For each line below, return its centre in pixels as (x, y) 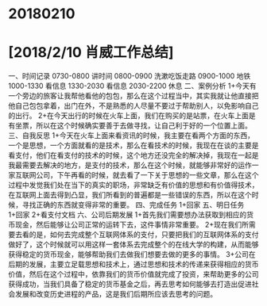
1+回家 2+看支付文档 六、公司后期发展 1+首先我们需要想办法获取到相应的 (128, 215)
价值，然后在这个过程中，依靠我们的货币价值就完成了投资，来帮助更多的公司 (133, 274)
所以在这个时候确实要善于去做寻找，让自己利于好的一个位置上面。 (143, 126)
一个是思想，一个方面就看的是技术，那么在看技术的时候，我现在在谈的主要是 (133, 145)
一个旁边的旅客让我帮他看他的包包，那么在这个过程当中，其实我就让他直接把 (133, 96)
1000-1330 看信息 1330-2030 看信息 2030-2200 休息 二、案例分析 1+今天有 (132, 86)
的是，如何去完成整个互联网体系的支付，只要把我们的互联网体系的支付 (144, 235)
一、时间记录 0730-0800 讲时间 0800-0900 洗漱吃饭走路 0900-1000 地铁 (130, 76)
